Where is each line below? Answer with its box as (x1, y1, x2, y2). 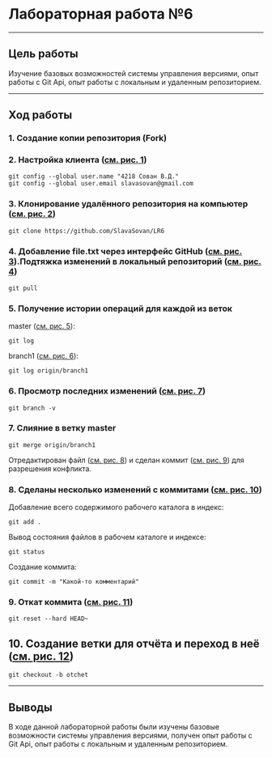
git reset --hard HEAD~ (8, 615, 89, 623)
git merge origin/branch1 (8, 440, 96, 449)
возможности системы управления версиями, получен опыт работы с (8, 730, 253, 741)
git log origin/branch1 (8, 367, 89, 375)
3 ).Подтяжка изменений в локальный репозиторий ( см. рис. (8, 256, 261, 267)
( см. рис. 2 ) (8, 208, 57, 219)
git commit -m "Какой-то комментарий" (8, 578, 139, 586)
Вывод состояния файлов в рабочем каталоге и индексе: (8, 532, 206, 542)
